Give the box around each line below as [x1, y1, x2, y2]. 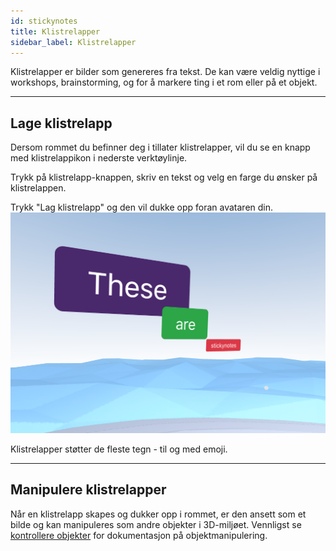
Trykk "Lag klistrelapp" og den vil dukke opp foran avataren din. [10, 201, 274, 214]
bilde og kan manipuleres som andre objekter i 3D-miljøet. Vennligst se [10, 518, 302, 530]
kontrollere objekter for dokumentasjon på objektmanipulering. [10, 529, 268, 541]
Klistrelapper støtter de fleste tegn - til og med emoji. [10, 443, 228, 455]
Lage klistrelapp [10, 115, 113, 132]
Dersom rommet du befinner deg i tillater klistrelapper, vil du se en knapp [10, 141, 311, 154]
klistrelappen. [10, 182, 67, 194]
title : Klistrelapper [10, 26, 101, 37]
